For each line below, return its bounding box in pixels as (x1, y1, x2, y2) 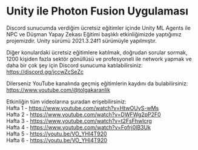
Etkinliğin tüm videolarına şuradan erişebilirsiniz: (6, 98, 127, 105)
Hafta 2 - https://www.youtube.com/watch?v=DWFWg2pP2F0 (6, 111, 162, 118)
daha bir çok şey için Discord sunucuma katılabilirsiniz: (6, 62, 144, 69)
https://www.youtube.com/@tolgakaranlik (6, 86, 111, 93)
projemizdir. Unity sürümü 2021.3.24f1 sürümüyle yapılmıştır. (6, 37, 157, 44)
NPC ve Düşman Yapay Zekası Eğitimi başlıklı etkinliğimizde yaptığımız (6, 30, 182, 37)
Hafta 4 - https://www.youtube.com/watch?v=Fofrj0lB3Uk (6, 123, 151, 131)
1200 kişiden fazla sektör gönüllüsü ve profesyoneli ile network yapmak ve (6, 55, 192, 62)
